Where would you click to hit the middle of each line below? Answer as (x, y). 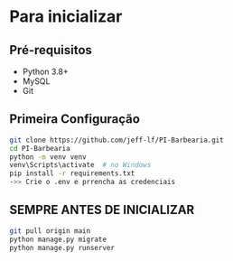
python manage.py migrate (58, 239)
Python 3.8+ (46, 71)
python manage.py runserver (62, 247)
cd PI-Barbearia (40, 148)
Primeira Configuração (75, 119)
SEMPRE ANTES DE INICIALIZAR (102, 210)
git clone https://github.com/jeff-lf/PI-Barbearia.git (116, 140)
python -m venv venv (48, 157)
